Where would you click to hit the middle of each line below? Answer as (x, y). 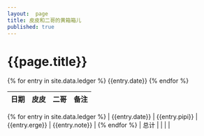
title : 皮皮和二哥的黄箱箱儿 (44, 20)
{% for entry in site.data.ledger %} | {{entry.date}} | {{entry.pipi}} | (102, 117)
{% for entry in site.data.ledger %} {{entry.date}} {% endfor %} (98, 81)
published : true (31, 27)
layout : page (28, 14)
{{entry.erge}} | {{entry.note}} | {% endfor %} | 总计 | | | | (89, 125)
